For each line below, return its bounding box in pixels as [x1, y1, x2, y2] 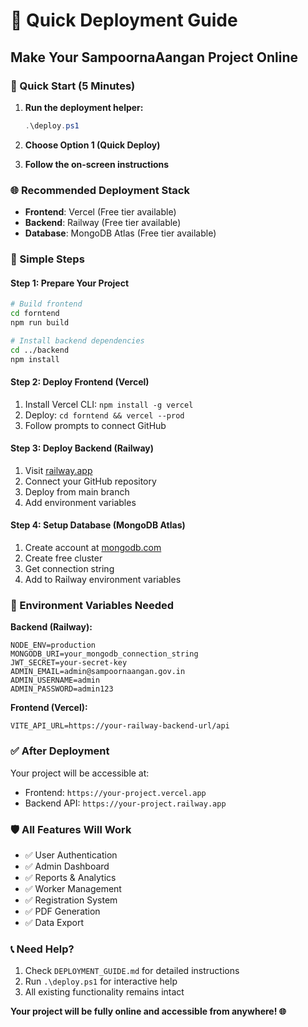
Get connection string [24, 563, 115, 575]
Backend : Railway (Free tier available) [24, 217, 182, 229]
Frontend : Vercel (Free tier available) [24, 206, 177, 218]
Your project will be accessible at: [10, 767, 150, 779]
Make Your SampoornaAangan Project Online [10, 49, 298, 66]
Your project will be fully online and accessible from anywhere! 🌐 [10, 1005, 287, 1018]
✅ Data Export [24, 916, 85, 928]
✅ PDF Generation [24, 905, 101, 917]
